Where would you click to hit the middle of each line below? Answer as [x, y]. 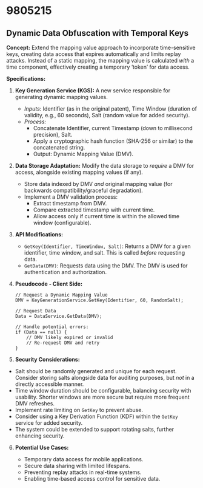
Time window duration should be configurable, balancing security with [103, 390]
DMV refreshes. [35, 404]
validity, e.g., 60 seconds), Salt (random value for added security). [107, 115]
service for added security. [49, 423]
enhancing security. [40, 436]
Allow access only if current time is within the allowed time [106, 216]
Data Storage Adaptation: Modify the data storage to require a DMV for [105, 166]
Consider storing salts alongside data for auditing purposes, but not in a [105, 378]
